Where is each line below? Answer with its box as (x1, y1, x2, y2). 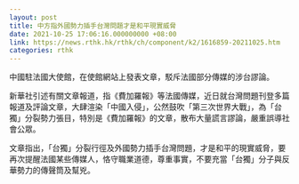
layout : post (9, 12, 58, 22)
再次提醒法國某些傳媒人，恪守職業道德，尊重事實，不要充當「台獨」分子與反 (9, 154, 290, 164)
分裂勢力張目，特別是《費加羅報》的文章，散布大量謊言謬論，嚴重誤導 (24, 113, 282, 124)
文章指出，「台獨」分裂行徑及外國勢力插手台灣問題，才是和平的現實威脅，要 (9, 143, 287, 154)
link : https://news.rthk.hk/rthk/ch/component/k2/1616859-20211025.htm (9, 37, 280, 47)
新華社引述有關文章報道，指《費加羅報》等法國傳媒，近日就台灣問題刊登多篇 (9, 91, 290, 101)
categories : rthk (9, 46, 74, 55)
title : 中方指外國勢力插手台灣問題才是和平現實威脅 (9, 21, 176, 30)
